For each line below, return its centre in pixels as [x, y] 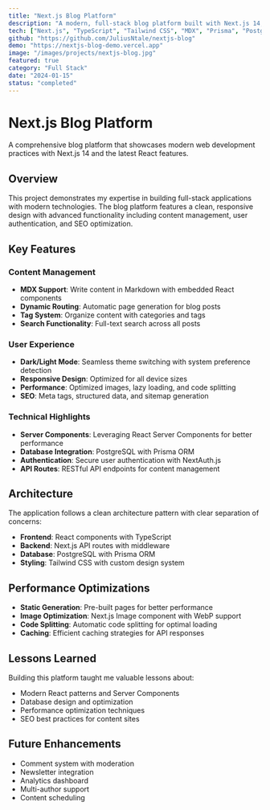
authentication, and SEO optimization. [71, 224]
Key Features [42, 249]
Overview [33, 179]
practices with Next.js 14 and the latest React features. [98, 153]
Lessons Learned [52, 659]
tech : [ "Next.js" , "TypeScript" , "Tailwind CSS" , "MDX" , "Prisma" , [124, 31]
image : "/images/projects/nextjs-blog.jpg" [82, 53]
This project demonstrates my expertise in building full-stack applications [130, 198]
